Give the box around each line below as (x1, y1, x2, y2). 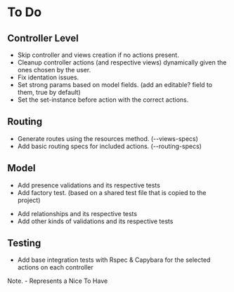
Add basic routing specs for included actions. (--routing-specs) (17, 142, 202, 150)
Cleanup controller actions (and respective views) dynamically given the (17, 58, 227, 67)
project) (17, 196, 41, 204)
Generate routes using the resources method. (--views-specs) (17, 134, 199, 142)
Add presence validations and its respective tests (17, 180, 160, 190)
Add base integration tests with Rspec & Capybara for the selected (17, 255, 211, 264)
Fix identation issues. (17, 73, 79, 81)
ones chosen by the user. (17, 66, 91, 74)
